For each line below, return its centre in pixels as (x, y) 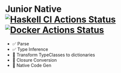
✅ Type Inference (30, 49)
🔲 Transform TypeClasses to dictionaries (54, 55)
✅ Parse (21, 43)
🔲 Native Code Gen (32, 65)
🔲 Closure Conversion (34, 60)
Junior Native (33, 9)
